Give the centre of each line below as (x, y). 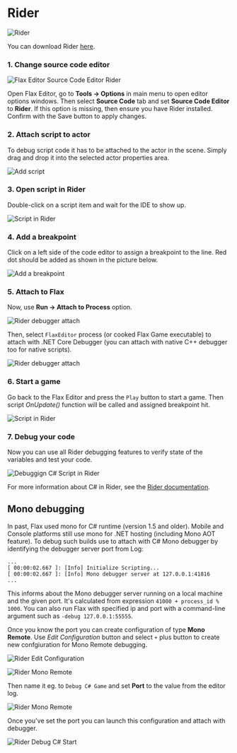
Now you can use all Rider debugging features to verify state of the (105, 452)
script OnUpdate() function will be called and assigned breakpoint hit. (109, 404)
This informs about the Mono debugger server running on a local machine (115, 593)
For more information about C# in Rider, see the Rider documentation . (109, 487)
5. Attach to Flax (36, 292)
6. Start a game (34, 382)
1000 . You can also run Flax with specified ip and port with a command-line (116, 608)
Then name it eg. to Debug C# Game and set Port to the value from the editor (117, 685)
